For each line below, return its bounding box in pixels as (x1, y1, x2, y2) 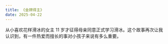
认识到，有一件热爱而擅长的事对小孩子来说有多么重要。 (5, 33, 121, 39)
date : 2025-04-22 (5, 12, 42, 17)
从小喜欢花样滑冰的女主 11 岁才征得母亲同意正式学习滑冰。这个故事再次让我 (5, 26, 163, 33)
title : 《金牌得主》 (5, 7, 44, 13)
